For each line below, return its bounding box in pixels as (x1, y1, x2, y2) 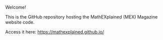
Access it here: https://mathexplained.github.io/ (5, 29, 104, 34)
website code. (5, 19, 35, 25)
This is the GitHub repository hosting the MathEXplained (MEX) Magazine (5, 14, 158, 19)
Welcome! (5, 4, 26, 10)
